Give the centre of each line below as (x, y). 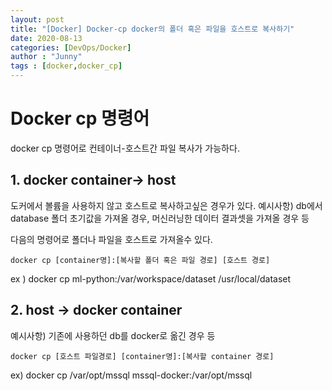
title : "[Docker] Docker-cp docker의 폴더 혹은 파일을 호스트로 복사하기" (152, 29)
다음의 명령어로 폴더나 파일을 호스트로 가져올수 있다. (111, 239)
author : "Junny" (46, 57)
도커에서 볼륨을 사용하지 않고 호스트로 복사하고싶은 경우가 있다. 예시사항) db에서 (166, 205)
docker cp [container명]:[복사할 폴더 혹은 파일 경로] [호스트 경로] (140, 260)
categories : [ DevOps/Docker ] (71, 47)
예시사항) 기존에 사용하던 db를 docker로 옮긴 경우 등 (113, 335)
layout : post (37, 19)
